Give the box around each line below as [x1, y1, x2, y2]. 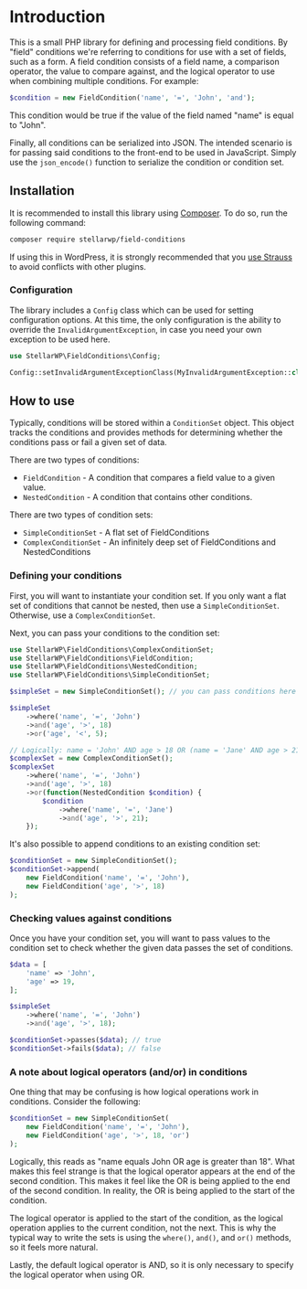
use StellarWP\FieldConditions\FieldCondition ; [9, 654, 195, 663]
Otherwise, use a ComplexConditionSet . [9, 610, 156, 621]
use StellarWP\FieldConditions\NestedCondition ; [9, 662, 198, 671]
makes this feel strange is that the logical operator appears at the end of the [9, 1166, 295, 1177]
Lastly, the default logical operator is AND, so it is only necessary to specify [9, 1259, 294, 1270]
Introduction [9, 6, 106, 27]
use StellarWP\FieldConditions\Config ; [9, 351, 162, 360]
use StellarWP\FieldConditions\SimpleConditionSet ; [9, 670, 210, 680]
